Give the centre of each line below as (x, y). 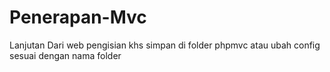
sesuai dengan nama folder (65, 55)
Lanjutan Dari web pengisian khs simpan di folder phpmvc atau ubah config (165, 45)
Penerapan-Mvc (78, 17)
